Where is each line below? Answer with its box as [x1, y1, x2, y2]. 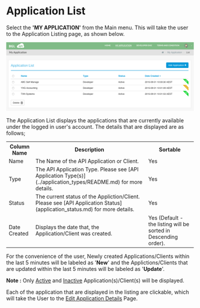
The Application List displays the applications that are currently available [6, 117, 185, 124]
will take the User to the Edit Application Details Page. [6, 295, 138, 302]
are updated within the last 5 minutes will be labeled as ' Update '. [6, 266, 165, 273]
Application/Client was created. [35, 230, 112, 237]
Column [10, 143, 30, 150]
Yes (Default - [148, 214, 183, 221]
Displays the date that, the [35, 224, 99, 231]
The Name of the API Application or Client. [35, 157, 139, 165]
